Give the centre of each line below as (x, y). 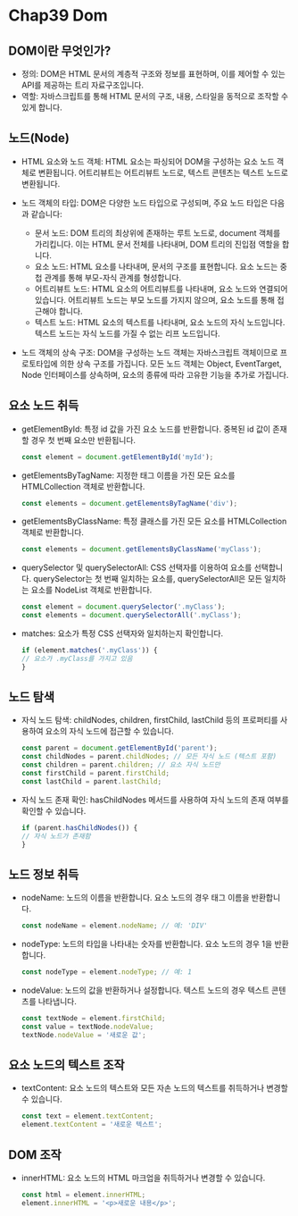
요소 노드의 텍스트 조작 (67, 1065)
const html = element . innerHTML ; (83, 1195)
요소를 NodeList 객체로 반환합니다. (91, 590)
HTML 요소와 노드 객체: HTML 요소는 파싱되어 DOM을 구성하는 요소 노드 (148, 161)
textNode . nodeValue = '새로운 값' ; (83, 1035)
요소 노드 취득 (44, 406)
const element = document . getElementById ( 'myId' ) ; (117, 457)
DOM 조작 (35, 1155)
